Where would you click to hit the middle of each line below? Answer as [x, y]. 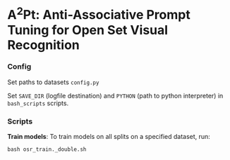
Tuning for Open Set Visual [87, 30]
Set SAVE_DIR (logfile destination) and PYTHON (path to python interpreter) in [115, 95]
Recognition [43, 45]
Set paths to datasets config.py [53, 82]
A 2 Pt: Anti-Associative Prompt [99, 14]
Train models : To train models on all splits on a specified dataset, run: [109, 137]
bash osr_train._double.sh [47, 149]
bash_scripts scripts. [38, 103]
